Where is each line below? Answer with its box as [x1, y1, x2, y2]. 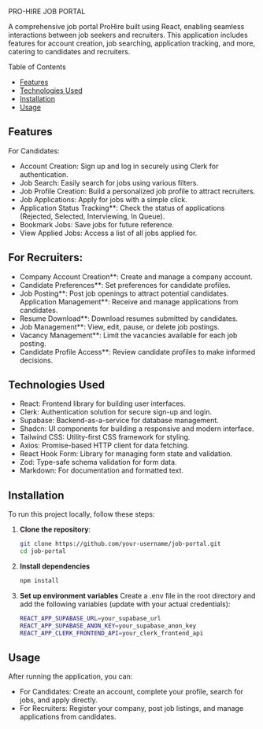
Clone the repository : [19, 525, 91, 534]
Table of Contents [8, 62, 67, 72]
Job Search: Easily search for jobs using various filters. [19, 178, 199, 187]
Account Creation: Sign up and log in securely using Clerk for [19, 161, 219, 171]
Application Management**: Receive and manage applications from [19, 296, 239, 306]
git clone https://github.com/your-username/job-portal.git [19, 540, 221, 548]
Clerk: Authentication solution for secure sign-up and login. [19, 407, 213, 417]
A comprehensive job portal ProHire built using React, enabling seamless [8, 22, 245, 31]
